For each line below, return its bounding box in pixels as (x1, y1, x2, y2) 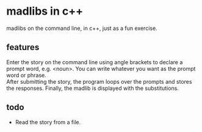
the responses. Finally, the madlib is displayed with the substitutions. (6, 84, 179, 92)
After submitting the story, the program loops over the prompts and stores (6, 78, 192, 85)
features (6, 42, 40, 53)
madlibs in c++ (6, 4, 84, 18)
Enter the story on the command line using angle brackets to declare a (6, 58, 183, 65)
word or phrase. (6, 71, 47, 79)
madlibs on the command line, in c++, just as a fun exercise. (6, 24, 157, 32)
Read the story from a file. (15, 118, 81, 126)
